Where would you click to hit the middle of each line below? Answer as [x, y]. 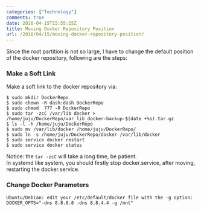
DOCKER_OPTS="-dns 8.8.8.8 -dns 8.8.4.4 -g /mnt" [70, 203]
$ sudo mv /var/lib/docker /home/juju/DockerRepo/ [71, 130]
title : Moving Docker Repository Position [60, 29]
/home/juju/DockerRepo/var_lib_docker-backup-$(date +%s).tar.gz [90, 119]
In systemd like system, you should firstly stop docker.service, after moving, [101, 163]
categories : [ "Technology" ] [42, 12]
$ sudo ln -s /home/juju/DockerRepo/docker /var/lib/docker [84, 135]
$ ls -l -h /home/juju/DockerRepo [50, 124]
